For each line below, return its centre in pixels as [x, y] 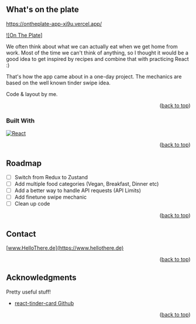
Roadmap [24, 163]
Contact [21, 234]
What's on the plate [42, 10]
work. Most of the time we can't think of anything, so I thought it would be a [97, 53]
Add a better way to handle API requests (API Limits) [78, 190]
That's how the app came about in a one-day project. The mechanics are [94, 76]
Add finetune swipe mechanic [50, 197]
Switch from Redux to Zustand [51, 177]
